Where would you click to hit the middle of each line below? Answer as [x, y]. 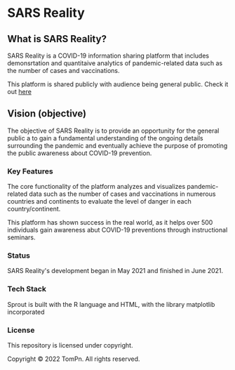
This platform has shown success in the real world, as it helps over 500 [110, 223]
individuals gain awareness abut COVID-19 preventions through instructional [117, 230]
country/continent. [34, 209]
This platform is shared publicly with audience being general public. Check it [118, 84]
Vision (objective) [47, 114]
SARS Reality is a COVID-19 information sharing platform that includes [108, 55]
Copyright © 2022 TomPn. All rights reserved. [74, 359]
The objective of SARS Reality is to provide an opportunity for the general [113, 131]
